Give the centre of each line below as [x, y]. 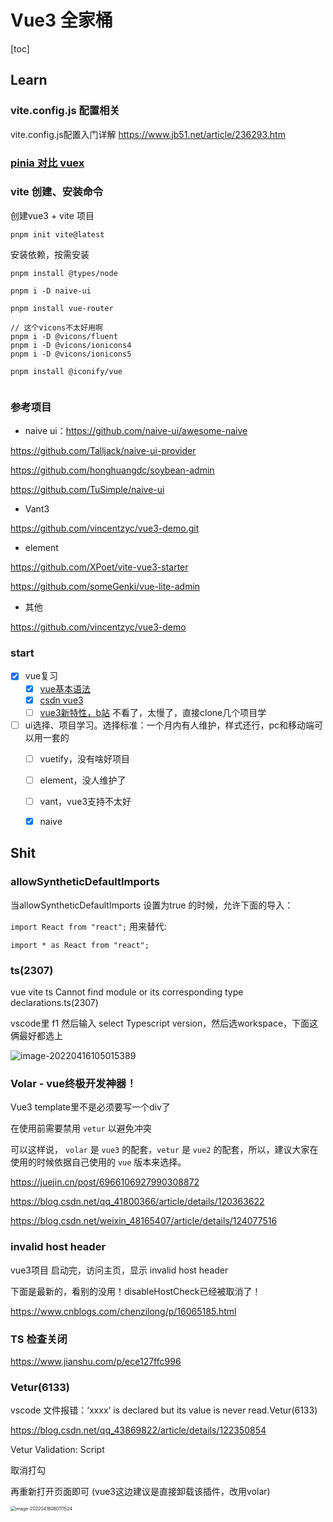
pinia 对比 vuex [47, 163]
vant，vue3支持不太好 [85, 801]
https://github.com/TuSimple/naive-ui [87, 490]
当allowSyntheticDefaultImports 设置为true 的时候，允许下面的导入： [152, 905]
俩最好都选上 [36, 1035]
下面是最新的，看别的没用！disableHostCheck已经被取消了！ [136, 1291]
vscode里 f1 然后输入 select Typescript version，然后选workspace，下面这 [164, 1023]
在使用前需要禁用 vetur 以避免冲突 [81, 1128]
